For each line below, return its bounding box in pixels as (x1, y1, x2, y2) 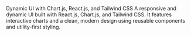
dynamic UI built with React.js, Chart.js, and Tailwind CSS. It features (6, 11, 172, 18)
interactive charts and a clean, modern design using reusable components (6, 17, 186, 24)
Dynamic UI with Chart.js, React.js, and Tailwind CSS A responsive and (6, 5, 177, 12)
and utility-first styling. (6, 23, 60, 30)
